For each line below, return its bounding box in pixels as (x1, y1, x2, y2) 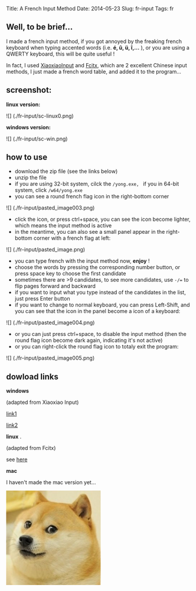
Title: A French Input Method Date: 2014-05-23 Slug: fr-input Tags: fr (6, 5, 174, 12)
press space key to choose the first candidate (14, 270, 126, 277)
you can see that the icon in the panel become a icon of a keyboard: (14, 308, 181, 315)
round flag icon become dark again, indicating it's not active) (14, 337, 163, 344)
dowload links (6, 371, 59, 381)
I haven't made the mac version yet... (6, 479, 96, 486)
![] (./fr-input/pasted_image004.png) (6, 319, 95, 326)
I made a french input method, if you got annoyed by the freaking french (6, 38, 182, 45)
